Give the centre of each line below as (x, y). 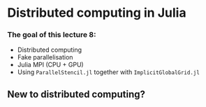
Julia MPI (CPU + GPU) (50, 65)
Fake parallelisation (45, 57)
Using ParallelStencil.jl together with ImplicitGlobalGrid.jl (109, 72)
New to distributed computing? (76, 94)
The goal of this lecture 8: (52, 35)
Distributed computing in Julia (97, 13)
